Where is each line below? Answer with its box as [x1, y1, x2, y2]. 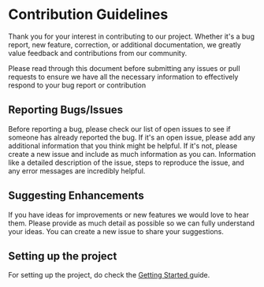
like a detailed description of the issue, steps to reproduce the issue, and [8, 158, 244, 167]
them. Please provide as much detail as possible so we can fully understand [8, 218, 255, 228]
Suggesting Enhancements [8, 189, 144, 203]
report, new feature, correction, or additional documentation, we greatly [8, 39, 242, 49]
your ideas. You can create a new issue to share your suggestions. [8, 226, 225, 236]
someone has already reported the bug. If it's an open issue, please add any [8, 132, 256, 142]
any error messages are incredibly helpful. [8, 166, 146, 175]
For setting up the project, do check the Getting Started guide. [8, 270, 210, 280]
